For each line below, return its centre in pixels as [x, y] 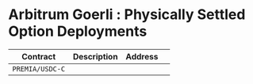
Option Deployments [78, 31]
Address [142, 56]
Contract [39, 56]
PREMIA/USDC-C [39, 69]
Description [95, 56]
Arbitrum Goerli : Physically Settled [127, 15]
